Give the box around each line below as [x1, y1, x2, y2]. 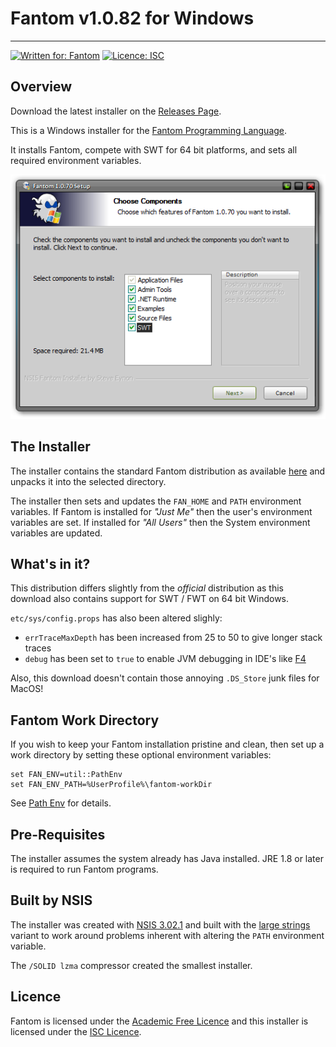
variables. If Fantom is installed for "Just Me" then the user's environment [10, 505, 313, 517]
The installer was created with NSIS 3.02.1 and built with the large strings [10, 918, 311, 931]
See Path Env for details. [10, 797, 112, 809]
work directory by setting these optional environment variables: [10, 749, 272, 761]
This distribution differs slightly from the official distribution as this [10, 582, 284, 594]
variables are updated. [10, 527, 103, 539]
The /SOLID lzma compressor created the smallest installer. [10, 959, 253, 971]
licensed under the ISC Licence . [10, 1025, 142, 1037]
